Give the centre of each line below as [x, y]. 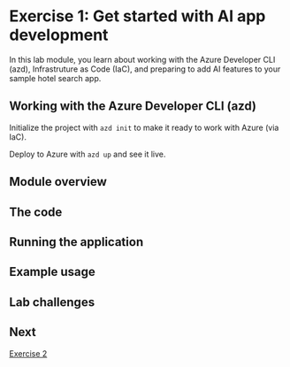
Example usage [52, 272]
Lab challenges [52, 302]
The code [36, 212]
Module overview [58, 182]
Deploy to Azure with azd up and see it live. [88, 154]
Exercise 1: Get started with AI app [137, 16]
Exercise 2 [28, 353]
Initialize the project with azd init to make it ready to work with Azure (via [144, 127]
